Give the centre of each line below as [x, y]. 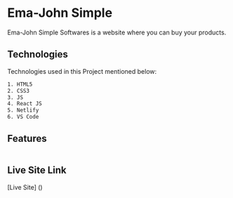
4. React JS [25, 104]
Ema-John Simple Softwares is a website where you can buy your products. [117, 32]
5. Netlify [23, 110]
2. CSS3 [19, 91]
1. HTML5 [20, 84]
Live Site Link [37, 170]
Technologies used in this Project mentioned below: [82, 71]
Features [27, 139]
